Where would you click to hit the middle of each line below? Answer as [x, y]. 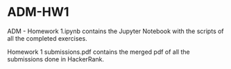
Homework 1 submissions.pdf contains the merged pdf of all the [99, 52]
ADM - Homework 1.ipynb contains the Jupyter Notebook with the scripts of [115, 31]
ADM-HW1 [38, 12]
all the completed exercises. [48, 38]
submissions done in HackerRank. [56, 59]
